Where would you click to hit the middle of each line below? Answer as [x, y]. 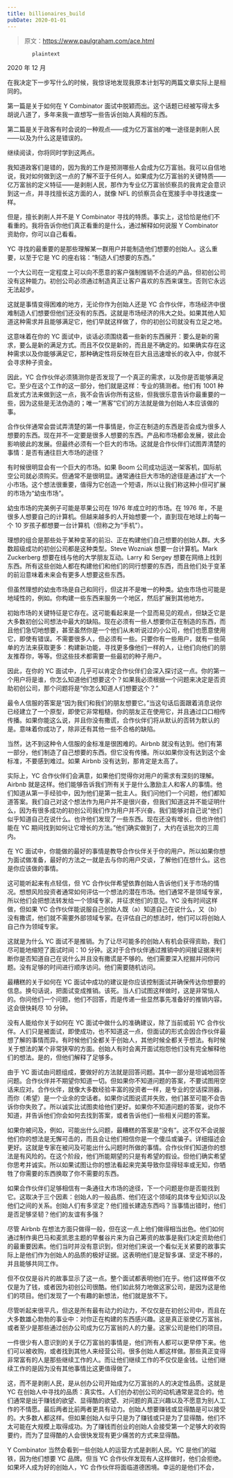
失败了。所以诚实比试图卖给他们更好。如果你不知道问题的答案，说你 [122, 1106]
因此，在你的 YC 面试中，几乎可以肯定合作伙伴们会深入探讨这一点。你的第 [113, 670]
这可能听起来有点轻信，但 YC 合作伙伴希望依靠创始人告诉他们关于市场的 [110, 883]
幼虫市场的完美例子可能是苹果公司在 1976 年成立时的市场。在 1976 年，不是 [115, 507]
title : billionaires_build [46, 14]
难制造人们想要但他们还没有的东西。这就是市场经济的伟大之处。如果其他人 [113, 313]
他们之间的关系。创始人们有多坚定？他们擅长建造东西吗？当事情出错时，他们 [116, 1205]
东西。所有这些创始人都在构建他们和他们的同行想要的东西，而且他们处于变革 [116, 566]
